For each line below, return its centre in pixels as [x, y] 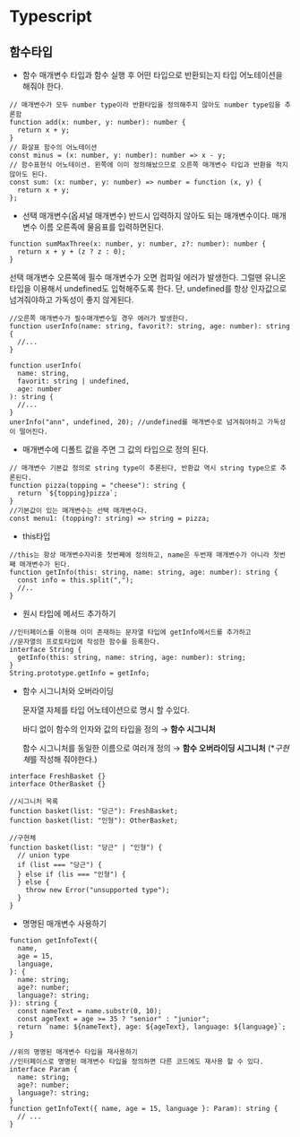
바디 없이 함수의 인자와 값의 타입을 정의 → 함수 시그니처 [119, 729]
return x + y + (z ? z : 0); [72, 252]
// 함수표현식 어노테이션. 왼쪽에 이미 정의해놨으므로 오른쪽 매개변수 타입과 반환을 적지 [149, 165]
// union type [43, 855]
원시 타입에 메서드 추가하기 [69, 613]
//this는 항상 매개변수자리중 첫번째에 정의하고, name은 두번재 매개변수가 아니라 [140, 555]
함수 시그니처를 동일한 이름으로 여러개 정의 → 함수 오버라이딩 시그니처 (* [148, 748]
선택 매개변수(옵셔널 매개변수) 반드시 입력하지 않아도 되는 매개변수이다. [146, 216]
